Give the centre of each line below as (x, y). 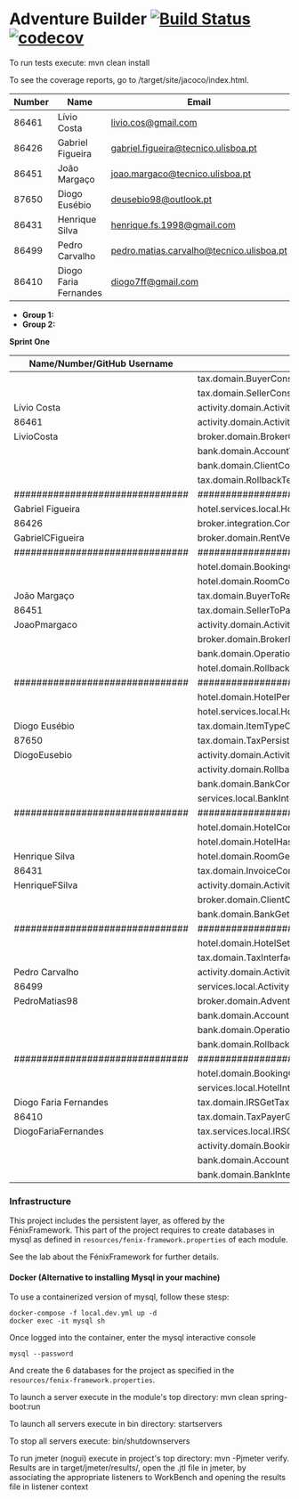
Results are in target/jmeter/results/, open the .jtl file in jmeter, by (128, 1468)
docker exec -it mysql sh (57, 1321)
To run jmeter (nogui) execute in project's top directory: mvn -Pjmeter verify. (149, 1458)
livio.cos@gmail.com (154, 122)
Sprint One (30, 341)
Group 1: (38, 314)
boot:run (25, 1406)
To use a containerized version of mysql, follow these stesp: (119, 1297)
